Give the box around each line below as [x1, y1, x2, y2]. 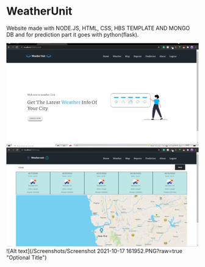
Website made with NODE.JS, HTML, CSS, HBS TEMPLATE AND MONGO [6, 24, 190, 32]
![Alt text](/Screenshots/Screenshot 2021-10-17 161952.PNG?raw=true [6, 247, 183, 255]
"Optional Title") [6, 254, 47, 262]
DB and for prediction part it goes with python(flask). [6, 30, 139, 38]
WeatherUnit [6, 4, 73, 18]
